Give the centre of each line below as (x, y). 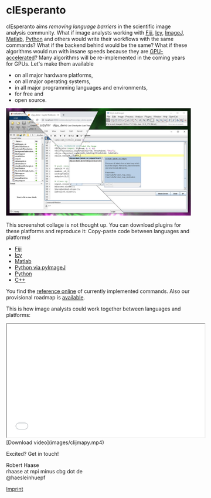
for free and (29, 94)
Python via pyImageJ (40, 268)
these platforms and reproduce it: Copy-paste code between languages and (98, 231)
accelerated (21, 57)
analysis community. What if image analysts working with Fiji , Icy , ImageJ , (95, 32)
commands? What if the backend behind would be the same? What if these (97, 45)
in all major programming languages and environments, (81, 87)
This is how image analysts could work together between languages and (93, 309)
